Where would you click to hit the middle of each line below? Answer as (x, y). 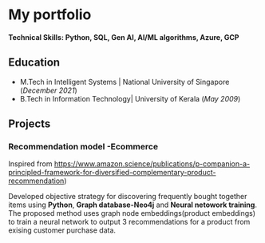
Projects (30, 123)
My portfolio (50, 15)
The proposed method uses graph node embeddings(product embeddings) (132, 213)
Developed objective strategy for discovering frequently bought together (128, 197)
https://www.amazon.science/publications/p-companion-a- (152, 164)
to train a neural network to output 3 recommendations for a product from (129, 222)
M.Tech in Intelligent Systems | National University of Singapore (125, 82)
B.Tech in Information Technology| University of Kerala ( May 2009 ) (130, 98)
